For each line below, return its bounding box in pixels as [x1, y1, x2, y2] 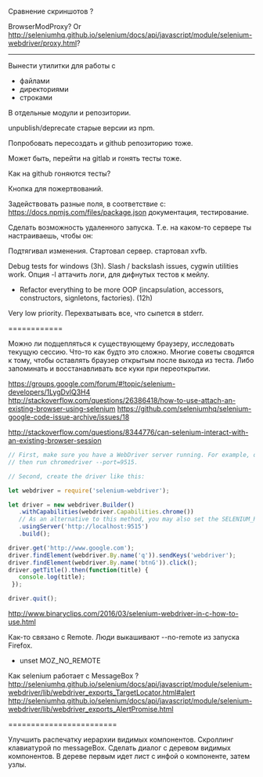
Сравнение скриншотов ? [8, 7, 94, 16]
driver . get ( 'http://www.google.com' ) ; [8, 544, 135, 552]
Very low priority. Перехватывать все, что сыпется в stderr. [8, 309, 204, 318]
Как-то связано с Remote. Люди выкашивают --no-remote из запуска [8, 633, 240, 641]
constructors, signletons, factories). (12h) [19, 293, 153, 303]
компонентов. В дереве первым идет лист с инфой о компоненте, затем [8, 752, 250, 761]
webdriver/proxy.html [8, 38, 77, 48]
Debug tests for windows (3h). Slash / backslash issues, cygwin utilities [8, 262, 239, 270]
